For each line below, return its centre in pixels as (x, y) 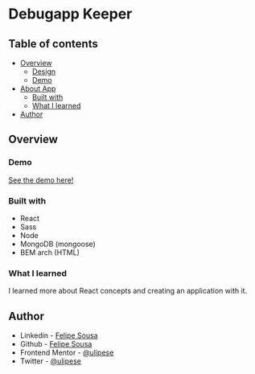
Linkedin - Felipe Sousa (59, 335)
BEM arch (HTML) (50, 252)
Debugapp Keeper (70, 14)
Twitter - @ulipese (51, 361)
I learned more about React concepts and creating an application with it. (128, 291)
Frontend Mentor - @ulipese (67, 353)
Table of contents (53, 44)
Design (44, 72)
